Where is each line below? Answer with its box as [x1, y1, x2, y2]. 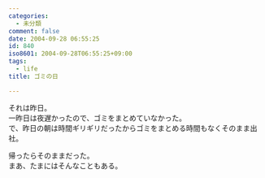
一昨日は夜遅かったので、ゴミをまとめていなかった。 [8, 113, 187, 123]
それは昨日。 [8, 102, 51, 112]
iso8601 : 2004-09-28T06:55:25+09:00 [8, 50, 132, 58]
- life [15, 65, 38, 73]
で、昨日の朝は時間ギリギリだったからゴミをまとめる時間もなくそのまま [8, 123, 250, 132]
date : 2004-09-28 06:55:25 [8, 34, 100, 43]
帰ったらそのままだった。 [8, 150, 94, 160]
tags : [8, 58, 27, 66]
